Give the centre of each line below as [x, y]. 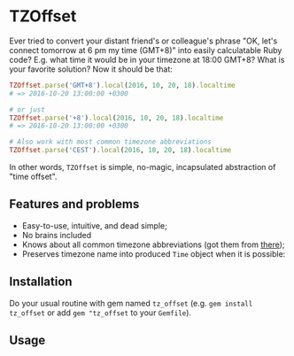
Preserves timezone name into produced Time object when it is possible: [154, 253]
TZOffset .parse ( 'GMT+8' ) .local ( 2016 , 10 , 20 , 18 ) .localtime [123, 85]
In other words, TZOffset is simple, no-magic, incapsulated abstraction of [143, 167]
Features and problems [74, 204]
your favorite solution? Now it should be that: [91, 69]
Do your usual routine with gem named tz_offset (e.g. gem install [131, 303]
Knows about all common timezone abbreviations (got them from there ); [153, 244]
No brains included [57, 235]
